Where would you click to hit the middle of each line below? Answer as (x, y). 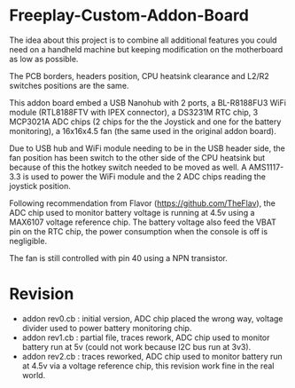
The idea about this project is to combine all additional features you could (143, 40)
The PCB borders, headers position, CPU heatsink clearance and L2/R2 (139, 75)
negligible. (28, 241)
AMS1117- (266, 167)
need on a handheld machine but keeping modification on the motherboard (146, 49)
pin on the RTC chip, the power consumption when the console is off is (139, 231)
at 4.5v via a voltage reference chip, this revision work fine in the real (148, 366)
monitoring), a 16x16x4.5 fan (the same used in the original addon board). (143, 131)
